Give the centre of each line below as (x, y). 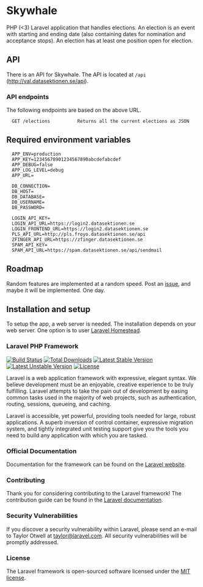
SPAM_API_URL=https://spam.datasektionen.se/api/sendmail (87, 250)
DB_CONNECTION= (31, 186)
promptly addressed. (33, 542)
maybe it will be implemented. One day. (56, 290)
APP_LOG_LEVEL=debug (38, 170)
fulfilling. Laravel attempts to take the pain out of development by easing (97, 391)
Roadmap (25, 269)
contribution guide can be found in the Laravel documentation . (85, 500)
